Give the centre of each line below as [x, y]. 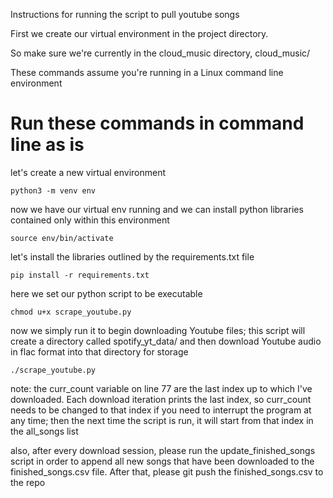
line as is [47, 145]
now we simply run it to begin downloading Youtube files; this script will [158, 330]
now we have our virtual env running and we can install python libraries [157, 209]
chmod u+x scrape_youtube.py [71, 312]
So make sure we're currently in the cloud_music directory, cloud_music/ [160, 53]
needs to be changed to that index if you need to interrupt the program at [161, 410]
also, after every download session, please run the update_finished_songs [163, 450]
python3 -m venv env [53, 190]
